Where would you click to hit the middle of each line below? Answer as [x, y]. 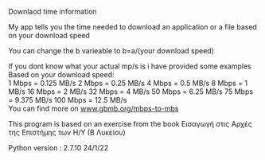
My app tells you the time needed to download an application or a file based [132, 27]
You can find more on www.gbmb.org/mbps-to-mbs [94, 108]
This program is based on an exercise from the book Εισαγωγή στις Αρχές [130, 124]
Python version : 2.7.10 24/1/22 [58, 148]
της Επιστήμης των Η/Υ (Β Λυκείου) [67, 132]
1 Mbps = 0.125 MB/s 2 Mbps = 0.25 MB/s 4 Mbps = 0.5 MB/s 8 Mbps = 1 [128, 83]
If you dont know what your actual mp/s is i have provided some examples [130, 66]
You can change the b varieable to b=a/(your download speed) [111, 51]
